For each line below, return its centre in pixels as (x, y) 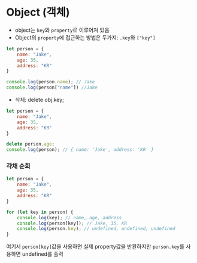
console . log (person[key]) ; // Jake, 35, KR (72, 223)
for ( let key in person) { (40, 212)
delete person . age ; (31, 144)
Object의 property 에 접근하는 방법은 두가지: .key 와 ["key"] (85, 37)
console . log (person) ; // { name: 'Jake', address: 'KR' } (80, 150)
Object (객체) (38, 12)
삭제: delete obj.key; (40, 100)
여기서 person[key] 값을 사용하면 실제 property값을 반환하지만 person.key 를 (95, 247)
